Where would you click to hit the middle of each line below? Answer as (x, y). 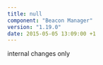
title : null (25, 14)
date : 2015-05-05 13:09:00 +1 (52, 34)
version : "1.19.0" (34, 27)
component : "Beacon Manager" (50, 20)
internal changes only (39, 54)
